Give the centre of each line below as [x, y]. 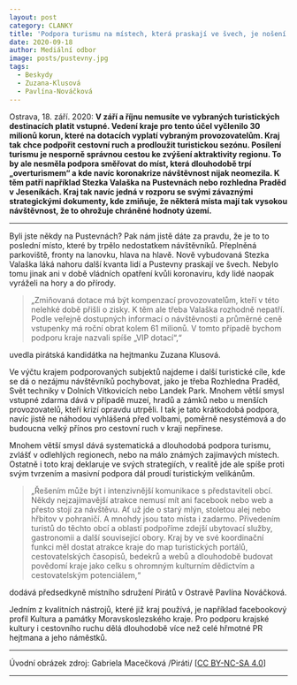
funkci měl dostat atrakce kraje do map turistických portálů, [139, 547]
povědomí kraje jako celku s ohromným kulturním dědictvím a [142, 566]
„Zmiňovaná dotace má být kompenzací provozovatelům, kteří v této [155, 300]
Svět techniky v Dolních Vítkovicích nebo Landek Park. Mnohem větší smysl [147, 391]
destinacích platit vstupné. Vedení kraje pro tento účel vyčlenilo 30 [135, 126]
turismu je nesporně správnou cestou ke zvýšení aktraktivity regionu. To [145, 154]
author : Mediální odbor [53, 50]
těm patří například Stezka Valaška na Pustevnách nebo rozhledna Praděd [148, 182]
